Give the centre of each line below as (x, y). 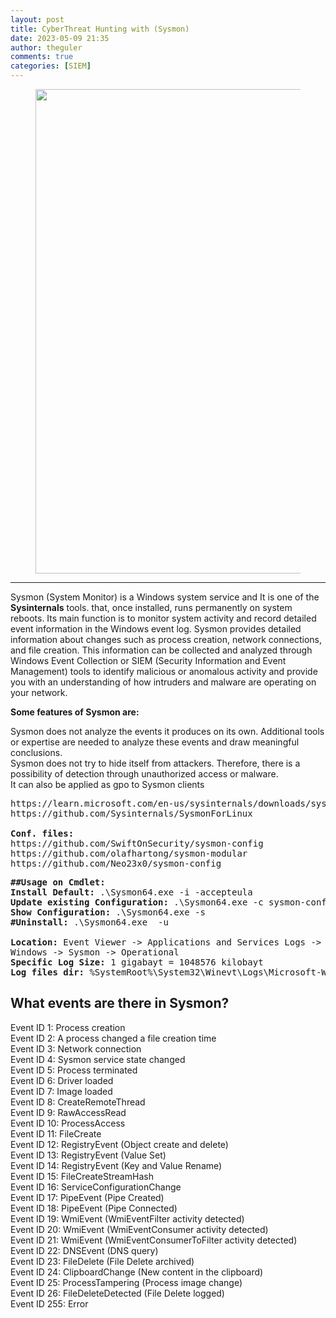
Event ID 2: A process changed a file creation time (113, 1038)
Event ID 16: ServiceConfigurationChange (96, 1187)
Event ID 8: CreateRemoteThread (78, 1102)
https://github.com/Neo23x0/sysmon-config (116, 863)
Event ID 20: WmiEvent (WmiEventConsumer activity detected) (139, 1229)
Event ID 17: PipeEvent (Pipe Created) (87, 1197)
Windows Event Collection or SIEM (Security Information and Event (148, 660)
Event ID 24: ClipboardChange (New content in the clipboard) (137, 1272)
